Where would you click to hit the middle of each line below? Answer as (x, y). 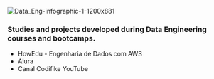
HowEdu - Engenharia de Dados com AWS (80, 54)
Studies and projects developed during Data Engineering (107, 29)
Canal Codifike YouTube (53, 69)
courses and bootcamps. (52, 38)
